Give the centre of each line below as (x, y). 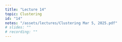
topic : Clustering (23, 14)
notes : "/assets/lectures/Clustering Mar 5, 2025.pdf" (61, 23)
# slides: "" (18, 28)
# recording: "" (21, 32)
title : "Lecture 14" (26, 9)
